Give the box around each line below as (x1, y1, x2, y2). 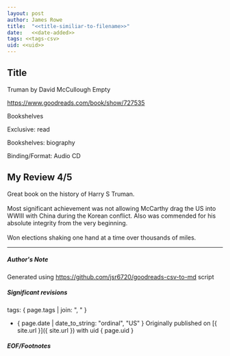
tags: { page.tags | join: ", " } (7, 305, 87, 314)
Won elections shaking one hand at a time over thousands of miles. (7, 233, 196, 242)
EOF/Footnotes (7, 342, 51, 350)
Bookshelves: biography (7, 138, 75, 147)
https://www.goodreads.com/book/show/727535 (7, 99, 145, 107)
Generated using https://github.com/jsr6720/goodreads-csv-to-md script (7, 272, 214, 281)
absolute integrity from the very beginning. (7, 218, 128, 227)
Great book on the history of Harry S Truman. (7, 190, 135, 198)
